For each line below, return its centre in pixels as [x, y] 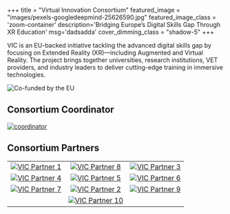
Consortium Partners [53, 148]
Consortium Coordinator [61, 110]
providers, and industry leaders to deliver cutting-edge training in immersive [115, 67]
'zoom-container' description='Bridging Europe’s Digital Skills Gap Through [114, 25]
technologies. [27, 75]
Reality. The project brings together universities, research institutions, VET [113, 60]
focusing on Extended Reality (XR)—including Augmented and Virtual [105, 52]
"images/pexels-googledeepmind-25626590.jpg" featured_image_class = [112, 17]
